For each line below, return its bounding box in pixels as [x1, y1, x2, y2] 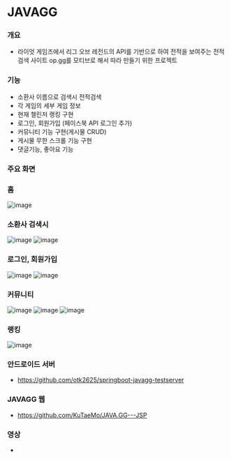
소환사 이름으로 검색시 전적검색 [17, 92, 102, 101]
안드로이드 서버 [7, 360, 56, 370]
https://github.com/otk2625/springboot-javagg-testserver [17, 376, 185, 384]
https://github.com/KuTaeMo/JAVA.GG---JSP [17, 411, 148, 419]
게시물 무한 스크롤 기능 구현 [17, 136, 93, 144]
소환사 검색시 [7, 219, 49, 229]
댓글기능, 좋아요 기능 [17, 144, 74, 153]
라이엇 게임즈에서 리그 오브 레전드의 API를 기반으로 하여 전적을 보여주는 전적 [17, 47, 225, 56]
